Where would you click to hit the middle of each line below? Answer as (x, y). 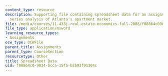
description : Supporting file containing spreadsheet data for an (76, 14)
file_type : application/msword (38, 28)
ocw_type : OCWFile (24, 42)
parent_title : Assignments (33, 47)
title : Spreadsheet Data (31, 61)
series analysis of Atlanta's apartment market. (61, 19)
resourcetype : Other (27, 56)
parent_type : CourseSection (34, 51)
